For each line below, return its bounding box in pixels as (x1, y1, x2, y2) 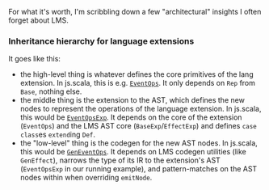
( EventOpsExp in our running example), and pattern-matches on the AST (19, 164, 258, 174)
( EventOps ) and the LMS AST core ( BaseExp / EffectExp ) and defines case (19, 121, 257, 131)
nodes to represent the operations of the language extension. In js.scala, (19, 104, 262, 114)
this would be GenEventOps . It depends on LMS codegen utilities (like (19, 147, 246, 157)
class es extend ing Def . (19, 129, 95, 140)
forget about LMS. (8, 15, 69, 25)
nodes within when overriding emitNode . (19, 173, 153, 183)
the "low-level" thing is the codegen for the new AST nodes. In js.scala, (19, 138, 258, 148)
